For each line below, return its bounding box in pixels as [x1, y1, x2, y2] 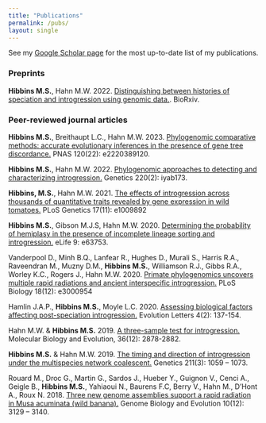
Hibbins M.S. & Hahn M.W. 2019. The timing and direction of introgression [8, 349, 251, 359]
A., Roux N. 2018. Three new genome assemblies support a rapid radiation [8, 390, 252, 399]
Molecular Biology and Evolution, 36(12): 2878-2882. [8, 334, 181, 344]
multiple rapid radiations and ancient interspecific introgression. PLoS [8, 278, 236, 287]
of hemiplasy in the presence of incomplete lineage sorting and [8, 229, 216, 238]
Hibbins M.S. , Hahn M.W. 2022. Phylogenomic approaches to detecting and [8, 164, 257, 174]
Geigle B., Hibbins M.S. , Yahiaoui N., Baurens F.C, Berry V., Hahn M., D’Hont [8, 382, 258, 391]
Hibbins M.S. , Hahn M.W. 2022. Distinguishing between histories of [8, 86, 230, 95]
